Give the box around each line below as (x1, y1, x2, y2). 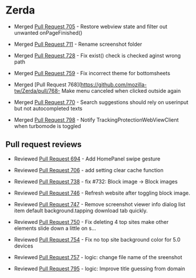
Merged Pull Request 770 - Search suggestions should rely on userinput (13, 98, 189, 106)
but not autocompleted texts (13, 105, 83, 112)
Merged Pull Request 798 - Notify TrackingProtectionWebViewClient (13, 116, 179, 123)
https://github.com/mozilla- (80, 81, 147, 88)
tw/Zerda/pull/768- (13, 87, 60, 94)
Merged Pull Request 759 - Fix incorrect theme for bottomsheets (13, 69, 171, 76)
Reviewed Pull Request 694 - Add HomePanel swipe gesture (13, 155, 161, 162)
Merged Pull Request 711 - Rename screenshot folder (13, 41, 142, 48)
